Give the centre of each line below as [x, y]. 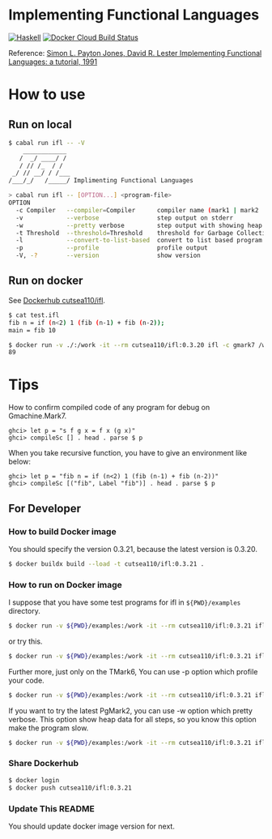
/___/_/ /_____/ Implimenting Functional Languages [101, 181]
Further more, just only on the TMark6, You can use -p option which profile [133, 671]
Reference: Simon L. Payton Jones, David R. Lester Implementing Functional [135, 53]
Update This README [52, 808]
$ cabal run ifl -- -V [47, 143]
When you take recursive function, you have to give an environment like [128, 453]
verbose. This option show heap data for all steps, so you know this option [132, 719]
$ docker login [34, 780]
